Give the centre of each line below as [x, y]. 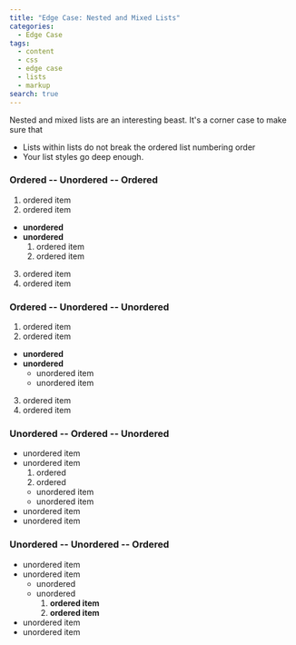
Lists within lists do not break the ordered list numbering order [139, 147]
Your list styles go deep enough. [83, 156]
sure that [26, 129]
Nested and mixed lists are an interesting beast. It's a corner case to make [148, 120]
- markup [34, 85]
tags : [20, 43]
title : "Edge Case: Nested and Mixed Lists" [95, 18]
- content [36, 52]
